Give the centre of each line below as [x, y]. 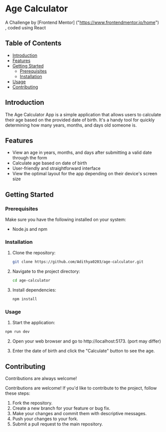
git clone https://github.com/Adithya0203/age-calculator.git [78, 262]
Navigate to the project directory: [46, 272]
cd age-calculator [31, 281]
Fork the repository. [32, 403]
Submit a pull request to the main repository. [57, 424]
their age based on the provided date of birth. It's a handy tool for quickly [80, 120]
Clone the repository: [34, 253]
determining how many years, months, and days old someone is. [71, 125]
